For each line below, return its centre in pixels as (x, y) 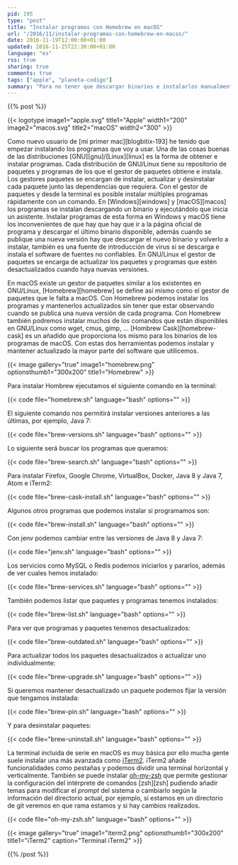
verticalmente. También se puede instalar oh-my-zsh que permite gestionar (118, 776)
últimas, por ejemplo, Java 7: (49, 421)
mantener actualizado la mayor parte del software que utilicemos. (103, 351)
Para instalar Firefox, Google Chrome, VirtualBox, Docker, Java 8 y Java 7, (115, 476)
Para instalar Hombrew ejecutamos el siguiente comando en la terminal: (112, 386)
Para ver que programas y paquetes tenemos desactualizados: (99, 628)
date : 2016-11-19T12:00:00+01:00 (57, 40)
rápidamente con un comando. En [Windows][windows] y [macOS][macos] (117, 202)
